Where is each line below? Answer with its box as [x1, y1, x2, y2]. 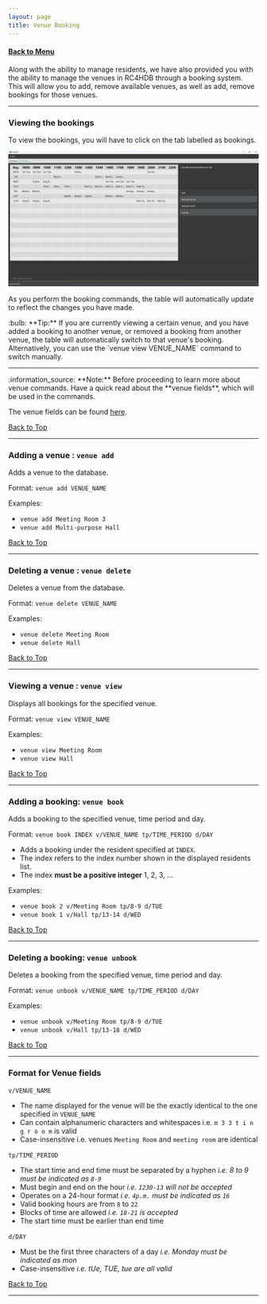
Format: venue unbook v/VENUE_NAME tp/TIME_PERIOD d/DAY [8, 986, 199, 995]
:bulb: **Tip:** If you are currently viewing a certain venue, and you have [8, 318, 249, 328]
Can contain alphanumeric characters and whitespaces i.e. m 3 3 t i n [19, 1118, 254, 1127]
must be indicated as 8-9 [19, 1174, 102, 1184]
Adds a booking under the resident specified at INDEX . [19, 844, 196, 854]
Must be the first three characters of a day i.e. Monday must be [19, 1247, 228, 1256]
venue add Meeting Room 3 [19, 515, 106, 523]
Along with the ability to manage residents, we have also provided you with [8, 64, 253, 74]
